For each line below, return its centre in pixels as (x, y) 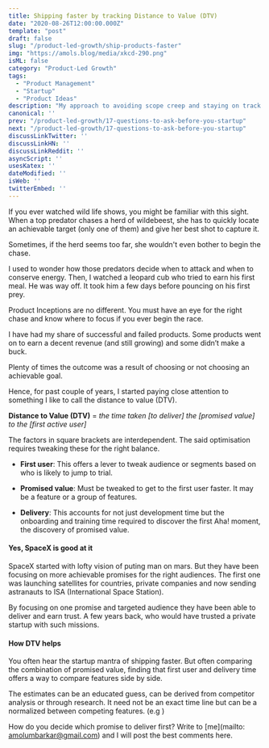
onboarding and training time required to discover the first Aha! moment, (140, 521)
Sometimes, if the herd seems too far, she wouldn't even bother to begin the (135, 244)
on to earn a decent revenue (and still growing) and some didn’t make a (127, 342)
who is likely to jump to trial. (66, 473)
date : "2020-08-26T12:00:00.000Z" (66, 23)
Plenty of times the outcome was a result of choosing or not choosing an (129, 367)
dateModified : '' (37, 174)
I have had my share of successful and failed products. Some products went (135, 334)
